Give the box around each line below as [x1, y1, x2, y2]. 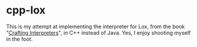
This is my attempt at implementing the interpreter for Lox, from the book [6, 23, 185, 30]
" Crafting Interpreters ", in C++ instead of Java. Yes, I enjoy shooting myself [6, 29, 191, 36]
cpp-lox [6, 4, 46, 17]
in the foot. [6, 35, 33, 42]
